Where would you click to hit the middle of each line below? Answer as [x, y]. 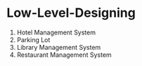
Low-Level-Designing [71, 13]
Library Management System [59, 47]
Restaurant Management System [64, 55]
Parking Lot [33, 39]
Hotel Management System [56, 32]
